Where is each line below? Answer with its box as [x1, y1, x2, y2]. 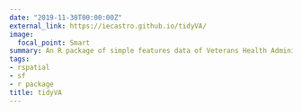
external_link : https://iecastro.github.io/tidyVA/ [9, 21, 207, 30]
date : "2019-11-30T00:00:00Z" [9, 13, 123, 22]
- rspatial [9, 64, 50, 73]
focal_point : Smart [17, 38, 91, 47]
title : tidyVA [9, 88, 63, 97]
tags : [9, 55, 30, 64]
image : [9, 30, 34, 38]
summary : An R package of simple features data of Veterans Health [9, 47, 268, 55]
